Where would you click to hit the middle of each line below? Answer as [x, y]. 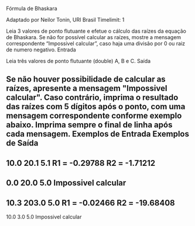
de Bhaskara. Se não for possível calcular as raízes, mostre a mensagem [94, 37]
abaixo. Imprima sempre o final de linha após [89, 125]
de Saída [22, 143]
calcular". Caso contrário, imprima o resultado [92, 98]
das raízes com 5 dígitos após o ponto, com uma [96, 107]
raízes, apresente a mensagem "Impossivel [87, 88]
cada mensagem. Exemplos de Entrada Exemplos [97, 134]
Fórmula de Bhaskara [32, 8]
